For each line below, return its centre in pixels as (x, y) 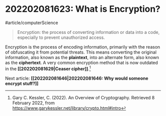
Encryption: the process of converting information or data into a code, (88, 32)
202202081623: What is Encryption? (83, 9)
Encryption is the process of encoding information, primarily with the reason (83, 47)
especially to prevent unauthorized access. (61, 37)
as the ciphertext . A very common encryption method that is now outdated (82, 62)
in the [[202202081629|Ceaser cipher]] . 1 (48, 68)
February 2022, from (34, 103)
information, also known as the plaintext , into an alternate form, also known (82, 57)
